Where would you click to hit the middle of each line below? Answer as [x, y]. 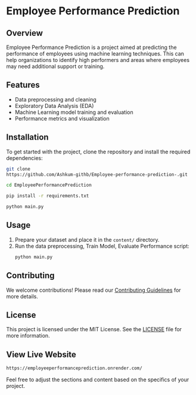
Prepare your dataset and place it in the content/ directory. [87, 239]
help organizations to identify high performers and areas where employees [98, 60]
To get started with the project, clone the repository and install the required [98, 152]
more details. [22, 296]
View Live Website [41, 354]
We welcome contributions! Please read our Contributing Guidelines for [94, 290]
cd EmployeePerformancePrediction [49, 185]
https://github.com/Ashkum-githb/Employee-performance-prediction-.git [97, 174]
